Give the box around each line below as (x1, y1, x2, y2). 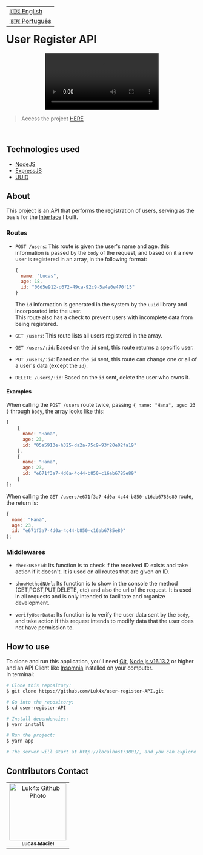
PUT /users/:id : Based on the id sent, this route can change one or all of (15, 356, 197, 363)
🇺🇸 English (9, 7, 43, 15)
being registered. (15, 320, 58, 328)
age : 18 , (21, 279, 43, 285)
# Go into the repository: (6, 699, 75, 705)
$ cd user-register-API (6, 705, 67, 711)
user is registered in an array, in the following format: (15, 255, 147, 263)
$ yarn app (6, 738, 34, 744)
